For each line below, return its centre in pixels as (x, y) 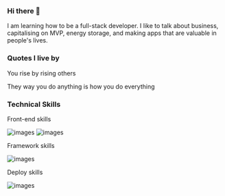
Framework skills (31, 145)
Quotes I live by (33, 58)
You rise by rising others (42, 73)
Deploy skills (25, 172)
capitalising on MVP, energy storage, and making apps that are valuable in (112, 33)
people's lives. (27, 40)
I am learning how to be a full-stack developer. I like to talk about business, (113, 26)
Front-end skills (29, 119)
